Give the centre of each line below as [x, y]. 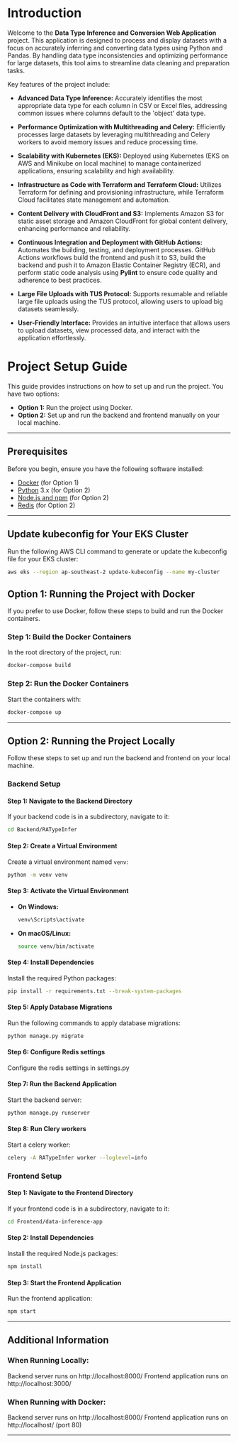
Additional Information [58, 1340]
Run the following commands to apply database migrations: [94, 1023]
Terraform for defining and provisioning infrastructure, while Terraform [121, 192]
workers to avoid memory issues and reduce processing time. [108, 142]
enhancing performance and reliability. [74, 228]
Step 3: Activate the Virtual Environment [68, 891]
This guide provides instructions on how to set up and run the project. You [115, 386]
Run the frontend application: [50, 1299]
